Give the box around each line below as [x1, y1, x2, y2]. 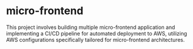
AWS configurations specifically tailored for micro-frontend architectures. [6, 36, 185, 43]
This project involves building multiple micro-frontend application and [6, 24, 175, 31]
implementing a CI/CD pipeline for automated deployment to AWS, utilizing [6, 30, 188, 37]
